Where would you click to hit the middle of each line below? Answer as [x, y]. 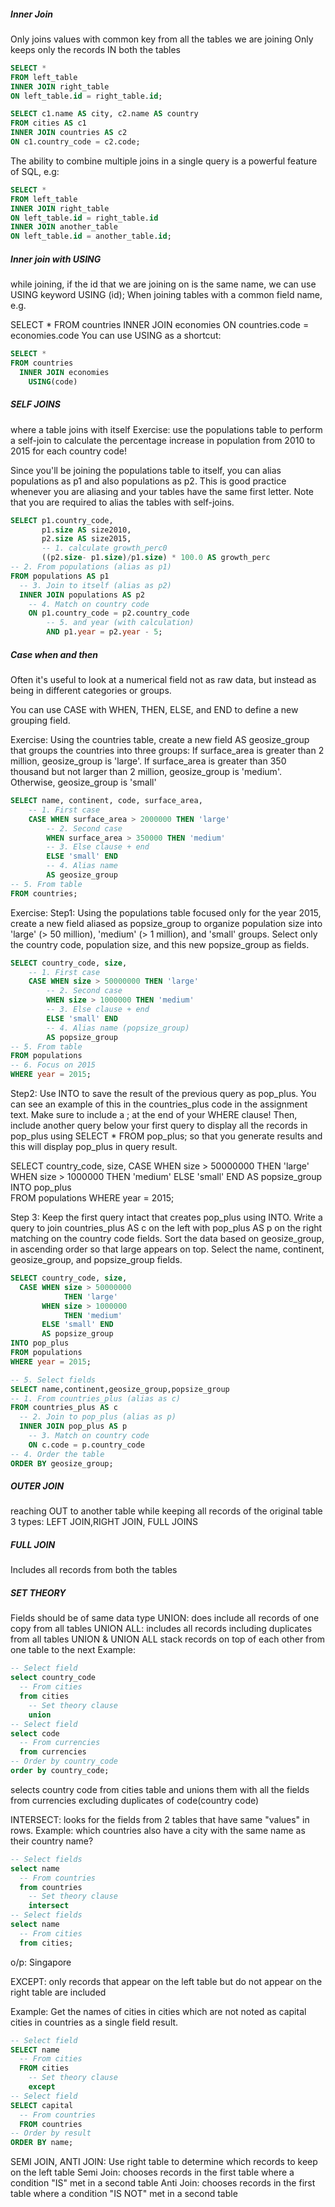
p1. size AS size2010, [86, 530]
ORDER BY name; [42, 2143]
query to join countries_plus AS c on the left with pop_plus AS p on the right [166, 1228]
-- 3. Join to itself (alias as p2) [95, 585]
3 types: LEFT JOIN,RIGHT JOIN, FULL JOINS [104, 1522]
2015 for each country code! [69, 451]
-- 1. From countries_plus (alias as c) [96, 1398]
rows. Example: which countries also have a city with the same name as [158, 1830]
